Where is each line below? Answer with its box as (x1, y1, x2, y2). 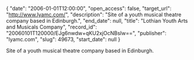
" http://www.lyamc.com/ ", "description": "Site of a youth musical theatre (6, 11, 182, 18)
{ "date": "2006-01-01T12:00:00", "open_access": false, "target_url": (6, 5, 172, 12)
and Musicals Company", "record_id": (6, 23, 97, 30)
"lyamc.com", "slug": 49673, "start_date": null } (6, 36, 121, 43)
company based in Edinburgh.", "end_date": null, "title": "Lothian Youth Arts (6, 17, 188, 24)
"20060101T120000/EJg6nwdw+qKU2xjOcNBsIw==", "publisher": (6, 30, 166, 37)
